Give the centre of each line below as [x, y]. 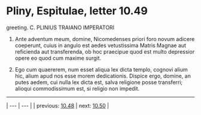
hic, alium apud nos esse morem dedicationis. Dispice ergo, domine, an [103, 76]
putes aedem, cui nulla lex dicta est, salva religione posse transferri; [99, 82]
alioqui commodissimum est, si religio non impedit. [77, 88]
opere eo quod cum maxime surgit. [58, 58]
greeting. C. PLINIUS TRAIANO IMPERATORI [60, 27]
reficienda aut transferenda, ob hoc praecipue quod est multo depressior [105, 51]
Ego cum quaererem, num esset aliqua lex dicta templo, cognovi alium [101, 69]
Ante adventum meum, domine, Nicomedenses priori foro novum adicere [105, 39]
